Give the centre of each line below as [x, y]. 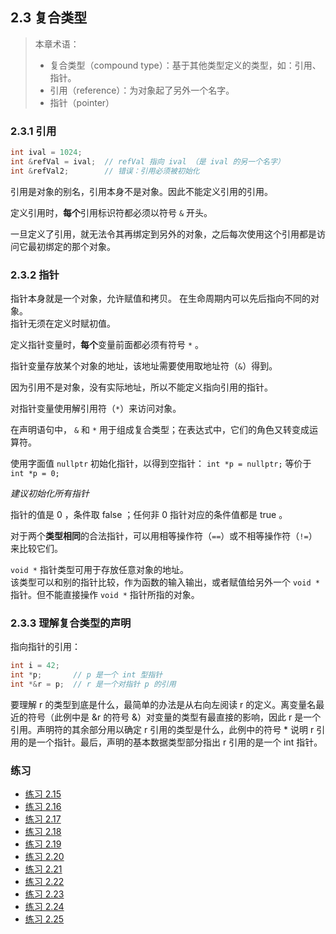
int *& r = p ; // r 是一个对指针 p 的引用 [93, 684]
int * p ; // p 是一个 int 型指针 [86, 675]
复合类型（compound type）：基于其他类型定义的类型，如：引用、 [185, 65]
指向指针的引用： [45, 647]
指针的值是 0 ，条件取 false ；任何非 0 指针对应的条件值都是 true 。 [149, 515]
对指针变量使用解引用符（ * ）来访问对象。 [96, 409]
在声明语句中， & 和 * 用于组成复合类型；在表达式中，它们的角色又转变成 [160, 430]
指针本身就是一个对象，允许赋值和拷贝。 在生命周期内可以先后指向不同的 [160, 299]
